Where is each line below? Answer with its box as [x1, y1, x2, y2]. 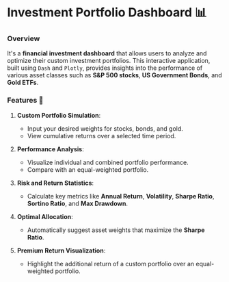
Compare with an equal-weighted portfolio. [27, 165, 149, 174]
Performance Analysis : [16, 144, 84, 153]
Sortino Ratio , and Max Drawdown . [27, 199, 129, 207]
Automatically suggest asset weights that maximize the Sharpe [27, 226, 205, 234]
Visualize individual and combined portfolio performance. [27, 158, 189, 166]
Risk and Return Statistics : [16, 179, 94, 187]
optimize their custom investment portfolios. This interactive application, [7, 57, 211, 65]
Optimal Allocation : [16, 212, 73, 220]
